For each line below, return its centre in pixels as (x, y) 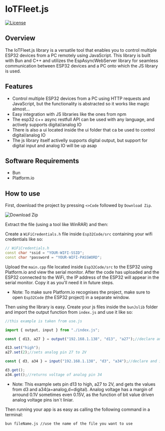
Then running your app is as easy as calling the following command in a (78, 409)
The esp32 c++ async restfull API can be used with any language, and (83, 119)
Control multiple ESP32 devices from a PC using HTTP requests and (81, 98)
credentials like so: (24, 239)
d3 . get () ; (15, 370)
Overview (20, 38)
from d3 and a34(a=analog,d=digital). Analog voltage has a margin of (82, 389)
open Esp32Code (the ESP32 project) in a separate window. (71, 297)
